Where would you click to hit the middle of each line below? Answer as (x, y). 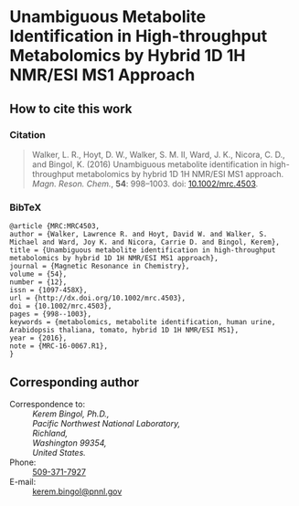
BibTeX (26, 207)
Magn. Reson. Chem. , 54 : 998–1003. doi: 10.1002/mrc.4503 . (145, 184)
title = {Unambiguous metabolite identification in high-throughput (143, 250)
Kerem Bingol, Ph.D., (71, 414)
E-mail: (23, 481)
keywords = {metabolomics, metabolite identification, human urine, (143, 322)
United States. (59, 452)
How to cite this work (71, 108)
